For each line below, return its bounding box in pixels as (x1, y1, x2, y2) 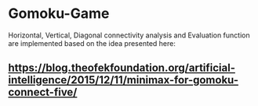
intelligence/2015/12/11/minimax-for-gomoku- (8, 73, 239, 87)
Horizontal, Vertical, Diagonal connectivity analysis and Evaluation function (8, 30, 250, 40)
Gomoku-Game (8, 5, 110, 23)
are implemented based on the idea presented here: (8, 38, 176, 48)
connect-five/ (8, 86, 78, 99)
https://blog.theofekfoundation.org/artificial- (8, 62, 235, 75)
